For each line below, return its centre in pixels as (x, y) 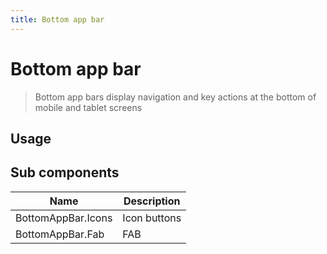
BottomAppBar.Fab (60, 234)
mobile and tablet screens (88, 107)
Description (152, 201)
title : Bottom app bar (57, 19)
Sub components (65, 172)
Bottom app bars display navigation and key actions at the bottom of (175, 97)
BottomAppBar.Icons (64, 218)
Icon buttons (152, 218)
